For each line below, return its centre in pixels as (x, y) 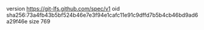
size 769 (40, 21)
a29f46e (17, 21)
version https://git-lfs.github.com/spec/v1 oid (63, 9)
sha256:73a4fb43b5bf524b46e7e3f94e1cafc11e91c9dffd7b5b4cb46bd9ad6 (102, 15)
